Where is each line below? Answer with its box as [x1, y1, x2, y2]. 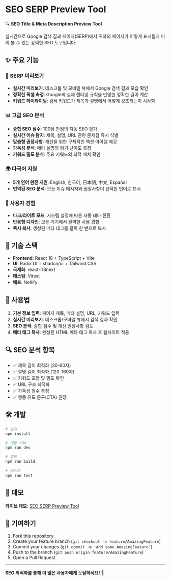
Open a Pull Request [12, 555, 56, 561]
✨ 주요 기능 [5, 56, 39, 65]
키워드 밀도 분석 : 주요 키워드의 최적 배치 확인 [12, 151, 101, 157]
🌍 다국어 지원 [5, 165, 37, 172]
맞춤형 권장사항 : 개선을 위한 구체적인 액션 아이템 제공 [12, 139, 118, 145]
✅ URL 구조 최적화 [12, 381, 50, 388]
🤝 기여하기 [5, 519, 37, 528]
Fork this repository [12, 533, 54, 539]
